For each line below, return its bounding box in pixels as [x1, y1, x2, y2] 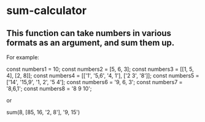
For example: [6, 54, 40, 61]
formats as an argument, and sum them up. [6, 37, 175, 48]
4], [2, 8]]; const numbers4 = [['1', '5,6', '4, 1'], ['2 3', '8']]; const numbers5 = [6, 72, 199, 79]
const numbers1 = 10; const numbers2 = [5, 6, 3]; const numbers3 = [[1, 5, [6, 65, 195, 73]
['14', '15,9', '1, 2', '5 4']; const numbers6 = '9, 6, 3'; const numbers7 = [6, 79, 183, 85]
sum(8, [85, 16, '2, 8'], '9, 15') [6, 109, 80, 116]
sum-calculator [6, 4, 87, 18]
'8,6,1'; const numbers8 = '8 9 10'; [6, 85, 92, 92]
